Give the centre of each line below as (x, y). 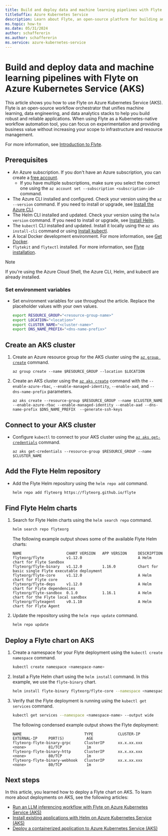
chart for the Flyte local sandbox (49, 598)
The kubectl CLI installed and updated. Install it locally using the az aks (85, 225)
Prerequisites (26, 160)
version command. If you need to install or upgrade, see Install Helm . (83, 220)
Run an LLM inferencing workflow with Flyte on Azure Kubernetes (80, 807)
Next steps (22, 780)
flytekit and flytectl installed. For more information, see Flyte (78, 247)
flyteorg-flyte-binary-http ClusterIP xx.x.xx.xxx (77, 751)
